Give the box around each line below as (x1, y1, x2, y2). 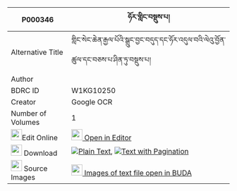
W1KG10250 (71, 86, 116, 95)
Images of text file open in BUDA (84, 168, 192, 178)
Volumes (11, 118, 40, 127)
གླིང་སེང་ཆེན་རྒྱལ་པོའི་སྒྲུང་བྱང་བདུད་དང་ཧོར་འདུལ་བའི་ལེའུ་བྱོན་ (71, 35, 226, 44)
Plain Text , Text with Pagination (78, 146, 189, 156)
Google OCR (71, 97, 113, 106)
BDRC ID (11, 86, 40, 95)
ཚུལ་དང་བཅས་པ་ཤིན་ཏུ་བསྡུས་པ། (71, 55, 152, 64)
